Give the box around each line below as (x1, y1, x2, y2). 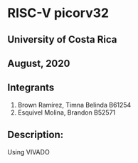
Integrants (7, 82, 55, 94)
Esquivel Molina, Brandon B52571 (17, 108, 116, 117)
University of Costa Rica (7, 33, 117, 46)
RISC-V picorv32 (7, 5, 109, 21)
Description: (7, 129, 64, 141)
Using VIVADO (7, 147, 50, 156)
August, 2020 (7, 57, 70, 69)
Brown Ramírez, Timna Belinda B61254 (17, 100, 132, 109)
